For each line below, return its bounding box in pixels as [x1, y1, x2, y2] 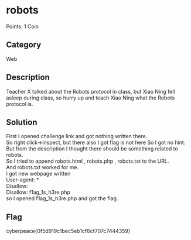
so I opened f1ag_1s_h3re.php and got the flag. [6, 195, 118, 202]
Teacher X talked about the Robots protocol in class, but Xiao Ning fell [6, 88, 175, 95]
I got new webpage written [6, 170, 71, 177]
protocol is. [6, 100, 33, 107]
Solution [6, 117, 37, 127]
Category [6, 40, 42, 50]
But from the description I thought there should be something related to [6, 145, 179, 152]
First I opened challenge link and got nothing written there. [6, 133, 148, 140]
